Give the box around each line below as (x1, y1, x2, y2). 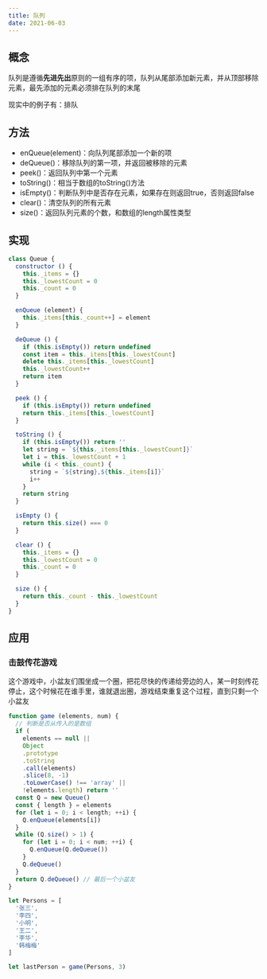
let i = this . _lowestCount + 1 (22, 453, 126, 462)
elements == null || (22, 735, 91, 743)
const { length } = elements (15, 801, 112, 809)
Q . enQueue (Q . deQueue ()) (29, 845, 109, 854)
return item (22, 372, 62, 380)
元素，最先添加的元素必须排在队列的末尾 (8, 83, 141, 92)
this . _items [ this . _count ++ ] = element (22, 314, 151, 322)
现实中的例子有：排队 (8, 100, 78, 110)
